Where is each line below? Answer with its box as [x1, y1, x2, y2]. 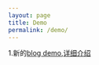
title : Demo [8, 19, 47, 27]
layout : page [8, 11, 51, 20]
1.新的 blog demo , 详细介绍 [8, 49, 92, 58]
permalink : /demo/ [8, 26, 68, 34]
